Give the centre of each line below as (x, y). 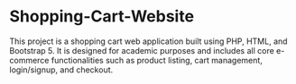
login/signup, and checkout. (61, 70)
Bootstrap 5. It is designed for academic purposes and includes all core (142, 50)
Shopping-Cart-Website (102, 17)
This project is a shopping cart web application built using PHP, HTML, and (148, 41)
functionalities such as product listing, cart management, (157, 60)
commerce (29, 60)
